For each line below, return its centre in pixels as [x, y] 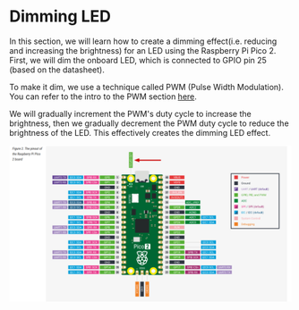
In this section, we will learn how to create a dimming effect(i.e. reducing [143, 41]
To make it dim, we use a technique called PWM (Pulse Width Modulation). [146, 87]
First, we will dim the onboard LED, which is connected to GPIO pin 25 [138, 60]
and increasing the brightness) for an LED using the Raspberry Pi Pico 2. [143, 50]
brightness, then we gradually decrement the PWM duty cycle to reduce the [149, 123]
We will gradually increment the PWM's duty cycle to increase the [131, 113]
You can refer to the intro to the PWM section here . [103, 96]
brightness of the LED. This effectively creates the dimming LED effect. [140, 132]
